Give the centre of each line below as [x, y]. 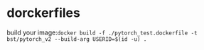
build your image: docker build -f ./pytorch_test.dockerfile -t [102, 32]
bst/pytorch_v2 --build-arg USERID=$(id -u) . [77, 39]
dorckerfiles [44, 13]
